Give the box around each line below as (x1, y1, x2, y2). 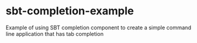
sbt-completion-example (5, 4, 134, 18)
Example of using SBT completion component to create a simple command (5, 24, 192, 31)
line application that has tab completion (5, 30, 104, 37)
